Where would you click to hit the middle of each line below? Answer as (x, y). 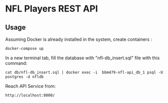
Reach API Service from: (31, 86)
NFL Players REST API (52, 9)
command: (16, 63)
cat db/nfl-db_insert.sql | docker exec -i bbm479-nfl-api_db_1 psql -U (84, 72)
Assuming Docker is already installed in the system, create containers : (79, 39)
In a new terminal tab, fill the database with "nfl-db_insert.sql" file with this (82, 58)
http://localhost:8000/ (30, 95)
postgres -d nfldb (24, 77)
